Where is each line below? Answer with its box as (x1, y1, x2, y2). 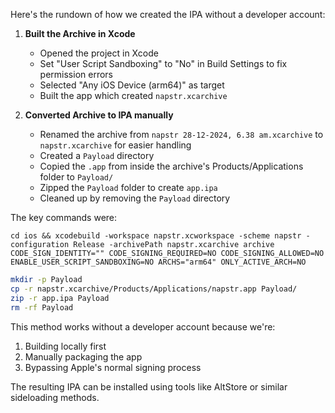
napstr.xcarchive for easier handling (39, 139, 192, 151)
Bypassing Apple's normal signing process (24, 361, 202, 373)
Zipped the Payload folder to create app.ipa (39, 182, 218, 193)
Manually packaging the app (24, 350, 143, 363)
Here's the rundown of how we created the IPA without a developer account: (10, 9, 326, 20)
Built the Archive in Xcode (24, 28, 136, 39)
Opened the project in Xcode (39, 47, 159, 59)
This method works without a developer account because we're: (10, 320, 276, 333)
